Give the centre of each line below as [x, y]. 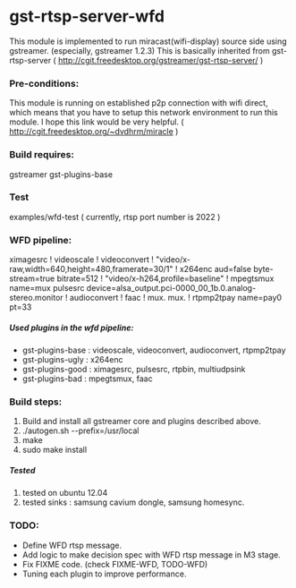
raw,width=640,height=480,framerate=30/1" [91, 269]
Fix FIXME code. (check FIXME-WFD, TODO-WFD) [115, 564]
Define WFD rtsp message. [72, 545]
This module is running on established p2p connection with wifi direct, [139, 103]
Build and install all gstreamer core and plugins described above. [141, 422]
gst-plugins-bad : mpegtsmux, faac [88, 379]
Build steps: [36, 402]
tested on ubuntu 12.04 [65, 493]
